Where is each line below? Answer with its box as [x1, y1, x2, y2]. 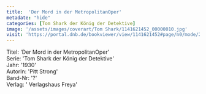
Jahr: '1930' [6, 62, 37, 69]
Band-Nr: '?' [6, 74, 37, 82]
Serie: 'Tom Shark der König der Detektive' [6, 55, 115, 62]
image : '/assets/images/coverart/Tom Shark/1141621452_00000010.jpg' [6, 26, 188, 32]
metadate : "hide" [6, 15, 51, 21]
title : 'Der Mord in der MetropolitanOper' [6, 9, 122, 15]
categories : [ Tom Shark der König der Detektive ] [6, 20, 136, 26]
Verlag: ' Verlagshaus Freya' [6, 81, 78, 89]
